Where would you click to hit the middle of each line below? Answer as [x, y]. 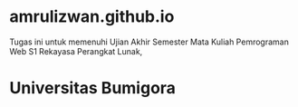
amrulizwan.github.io [92, 17]
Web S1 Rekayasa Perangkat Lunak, [76, 51]
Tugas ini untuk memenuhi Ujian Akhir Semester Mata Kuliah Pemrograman [149, 42]
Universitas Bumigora [93, 88]
